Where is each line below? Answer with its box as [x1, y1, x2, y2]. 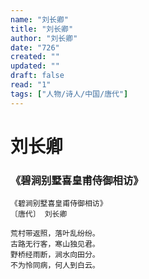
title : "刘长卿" [10, 24, 74, 34]
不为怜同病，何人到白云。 [10, 261, 100, 271]
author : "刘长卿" [10, 33, 78, 43]
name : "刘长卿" [10, 14, 69, 25]
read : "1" [10, 80, 52, 90]
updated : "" [10, 61, 60, 71]
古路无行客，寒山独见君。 [10, 239, 100, 250]
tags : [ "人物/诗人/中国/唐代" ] [10, 89, 129, 99]
